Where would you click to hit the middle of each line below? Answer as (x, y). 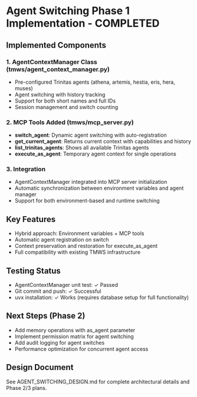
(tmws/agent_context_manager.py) (58, 69)
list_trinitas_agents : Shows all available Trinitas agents (82, 148)
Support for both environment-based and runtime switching (87, 201)
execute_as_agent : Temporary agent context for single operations (96, 154)
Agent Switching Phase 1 (68, 11)
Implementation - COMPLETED (83, 23)
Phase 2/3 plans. (27, 388)
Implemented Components (56, 45)
